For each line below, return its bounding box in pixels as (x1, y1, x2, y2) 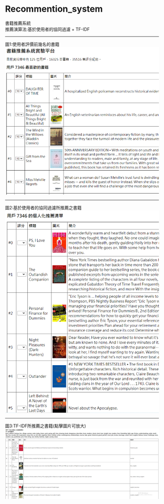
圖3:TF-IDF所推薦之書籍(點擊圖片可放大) (5, 423, 86, 429)
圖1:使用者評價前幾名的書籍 (5, 41, 60, 47)
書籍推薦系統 (5, 20, 31, 26)
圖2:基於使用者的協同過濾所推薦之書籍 (5, 205, 82, 211)
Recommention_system (5, 3, 103, 15)
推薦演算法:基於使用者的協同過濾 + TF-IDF (5, 26, 90, 32)
